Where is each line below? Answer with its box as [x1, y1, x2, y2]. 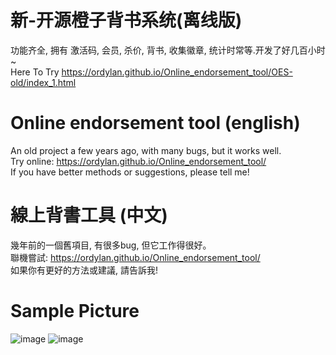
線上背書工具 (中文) [10, 204, 168, 227]
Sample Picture [10, 300, 140, 322]
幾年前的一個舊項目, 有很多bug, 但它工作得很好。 [10, 239, 212, 251]
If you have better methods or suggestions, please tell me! [10, 166, 250, 178]
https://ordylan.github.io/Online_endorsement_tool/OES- [61, 66, 293, 78]
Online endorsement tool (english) [10, 112, 301, 135]
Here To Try [10, 66, 60, 78]
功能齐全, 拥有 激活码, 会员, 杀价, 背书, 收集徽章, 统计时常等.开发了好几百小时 [10, 44, 326, 56]
